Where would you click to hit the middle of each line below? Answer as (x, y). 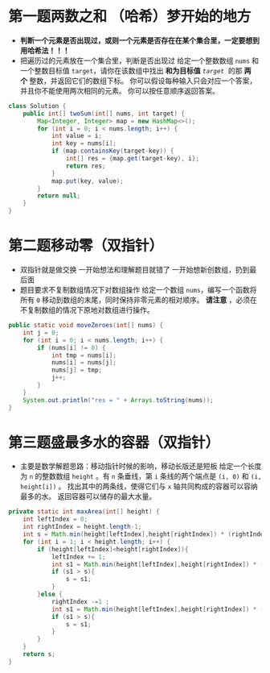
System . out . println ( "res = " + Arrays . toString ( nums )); (119, 400)
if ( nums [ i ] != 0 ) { (72, 347)
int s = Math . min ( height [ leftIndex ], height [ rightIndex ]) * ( (127, 534)
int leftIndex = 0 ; (55, 519)
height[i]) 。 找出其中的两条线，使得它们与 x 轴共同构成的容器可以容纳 (139, 486)
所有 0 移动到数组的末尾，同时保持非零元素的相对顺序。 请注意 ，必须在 (138, 300)
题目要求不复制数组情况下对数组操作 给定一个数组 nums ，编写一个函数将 (138, 290)
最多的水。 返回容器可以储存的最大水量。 (88, 496)
